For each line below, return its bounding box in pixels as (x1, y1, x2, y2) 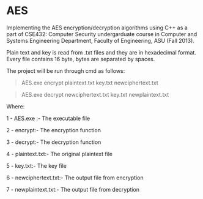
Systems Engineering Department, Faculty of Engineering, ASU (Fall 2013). (6, 37, 194, 44)
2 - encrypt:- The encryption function (6, 126, 101, 133)
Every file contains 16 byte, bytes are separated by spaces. (6, 55, 155, 62)
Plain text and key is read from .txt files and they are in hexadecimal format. (6, 48, 197, 56)
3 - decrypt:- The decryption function (6, 138, 102, 146)
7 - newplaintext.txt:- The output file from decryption (6, 186, 139, 193)
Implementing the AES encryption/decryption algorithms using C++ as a (6, 24, 188, 31)
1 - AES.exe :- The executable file (6, 115, 90, 122)
